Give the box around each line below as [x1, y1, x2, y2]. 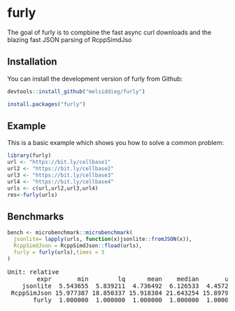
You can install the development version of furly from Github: [7, 74, 183, 83]
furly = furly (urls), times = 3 [13, 249, 105, 256]
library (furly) [7, 152, 52, 159]
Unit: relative [7, 268, 59, 276]
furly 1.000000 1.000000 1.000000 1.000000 [33, 296, 199, 304]
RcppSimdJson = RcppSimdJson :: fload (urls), [13, 242, 142, 249]
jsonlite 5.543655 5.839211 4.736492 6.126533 [22, 282, 199, 290]
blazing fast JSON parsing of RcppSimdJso [7, 35, 132, 43]
